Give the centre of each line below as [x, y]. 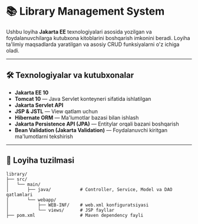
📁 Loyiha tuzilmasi [40, 161]
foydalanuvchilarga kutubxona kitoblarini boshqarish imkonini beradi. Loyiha [98, 38]
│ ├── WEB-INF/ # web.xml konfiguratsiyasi [77, 205]
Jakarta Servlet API [39, 105]
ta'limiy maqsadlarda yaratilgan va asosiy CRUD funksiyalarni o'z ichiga [93, 44]
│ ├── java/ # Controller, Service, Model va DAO [89, 189]
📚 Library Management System [85, 11]
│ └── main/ [24, 184]
